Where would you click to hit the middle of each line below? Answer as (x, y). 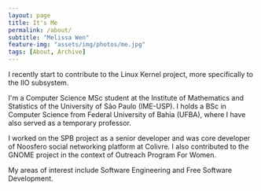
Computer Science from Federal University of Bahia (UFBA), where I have (127, 114)
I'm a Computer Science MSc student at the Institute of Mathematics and (126, 98)
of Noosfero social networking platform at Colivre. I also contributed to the (129, 147)
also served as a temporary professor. (70, 123)
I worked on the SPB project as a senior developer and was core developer (129, 138)
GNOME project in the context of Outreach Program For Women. (112, 155)
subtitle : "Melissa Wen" (49, 37)
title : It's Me (33, 23)
